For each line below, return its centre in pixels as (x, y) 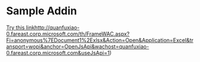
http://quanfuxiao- (57, 27)
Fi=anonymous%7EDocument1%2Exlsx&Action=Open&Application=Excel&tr (100, 40)
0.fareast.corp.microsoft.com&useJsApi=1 (58, 52)
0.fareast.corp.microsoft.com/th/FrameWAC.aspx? (68, 33)
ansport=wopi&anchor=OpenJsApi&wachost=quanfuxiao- (78, 46)
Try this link (20, 27)
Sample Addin (42, 11)
